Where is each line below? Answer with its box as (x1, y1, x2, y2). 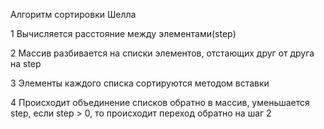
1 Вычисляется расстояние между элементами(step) (10, 28, 237, 39)
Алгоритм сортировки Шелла (10, 9, 137, 20)
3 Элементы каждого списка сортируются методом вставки (10, 77, 270, 89)
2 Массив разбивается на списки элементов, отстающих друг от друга (10, 47, 315, 59)
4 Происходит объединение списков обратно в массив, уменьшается (10, 97, 310, 108)
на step (10, 58, 42, 69)
